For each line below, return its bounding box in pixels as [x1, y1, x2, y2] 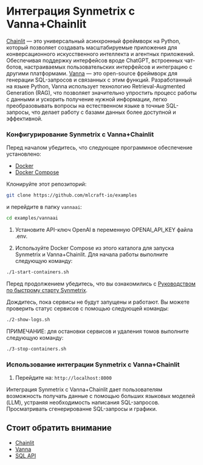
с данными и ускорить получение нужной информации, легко [6, 96, 168, 103]
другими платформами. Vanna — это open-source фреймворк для [6, 69, 178, 77]
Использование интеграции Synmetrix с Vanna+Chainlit [6, 360, 181, 369]
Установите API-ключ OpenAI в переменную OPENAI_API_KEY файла [15, 226, 193, 233]
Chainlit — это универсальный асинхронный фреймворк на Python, [6, 37, 181, 44]
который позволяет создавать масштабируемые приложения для [6, 44, 177, 51]
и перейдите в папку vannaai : [6, 203, 82, 211]
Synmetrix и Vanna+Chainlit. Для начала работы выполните [15, 251, 168, 258]
